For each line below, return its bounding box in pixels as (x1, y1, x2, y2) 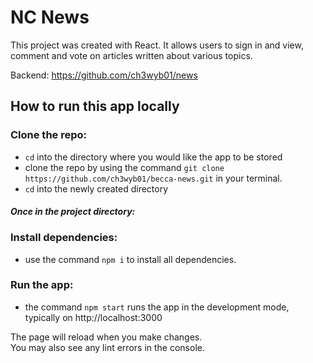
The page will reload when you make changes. (10, 331, 203, 343)
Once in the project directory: (10, 206, 136, 218)
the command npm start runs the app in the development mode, (24, 301, 290, 313)
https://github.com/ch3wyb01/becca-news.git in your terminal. (24, 172, 283, 184)
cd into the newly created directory (24, 182, 169, 195)
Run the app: (10, 278, 74, 292)
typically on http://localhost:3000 (24, 311, 163, 323)
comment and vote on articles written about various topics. (10, 49, 253, 61)
